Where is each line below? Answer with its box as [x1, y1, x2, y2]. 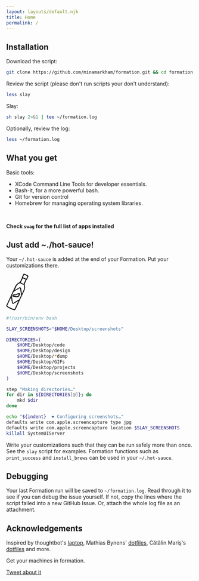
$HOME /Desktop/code [17, 342, 66, 348]
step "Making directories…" [6, 386, 76, 392]
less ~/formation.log [6, 136, 60, 142]
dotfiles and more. [6, 546, 51, 553]
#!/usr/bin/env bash [6, 315, 58, 321]
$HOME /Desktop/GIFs [17, 359, 66, 365]
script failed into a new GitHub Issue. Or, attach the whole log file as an [6, 500, 181, 507]
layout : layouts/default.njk [6, 8, 79, 15]
